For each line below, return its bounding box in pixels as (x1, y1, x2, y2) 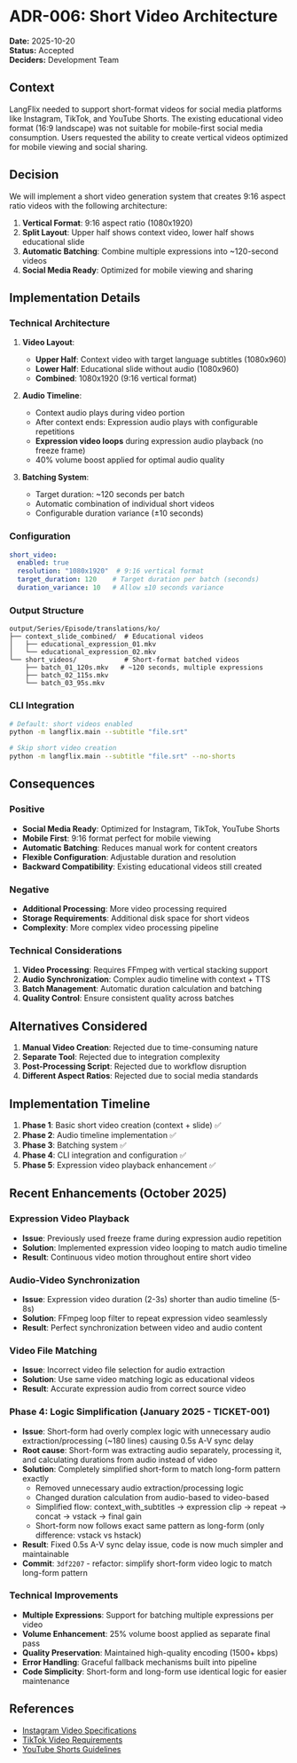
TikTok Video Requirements (21, 1734, 123, 1745)
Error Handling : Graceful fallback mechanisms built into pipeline (21, 1656, 257, 1667)
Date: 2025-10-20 (9, 36, 75, 46)
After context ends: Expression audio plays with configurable (35, 417, 259, 428)
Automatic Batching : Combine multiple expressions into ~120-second (21, 246, 279, 257)
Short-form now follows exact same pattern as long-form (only (35, 1520, 265, 1530)
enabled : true (17, 558, 69, 567)
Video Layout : (21, 337, 75, 348)
